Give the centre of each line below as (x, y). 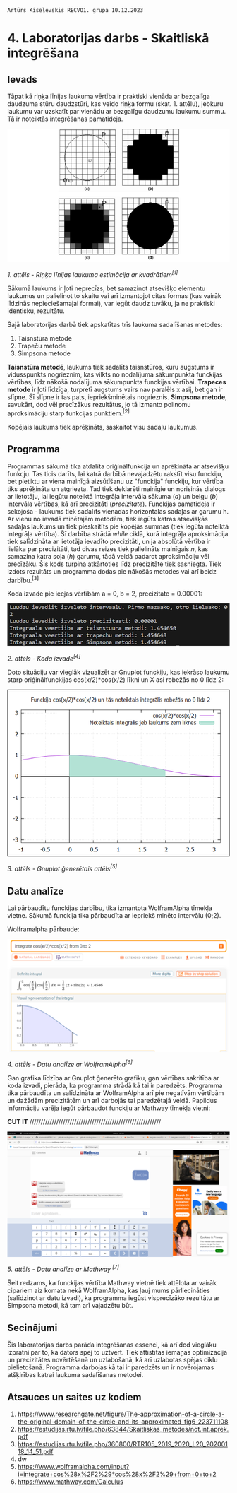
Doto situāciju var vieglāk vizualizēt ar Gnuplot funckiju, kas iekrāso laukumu (119, 672)
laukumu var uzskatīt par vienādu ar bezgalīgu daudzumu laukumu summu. (117, 111)
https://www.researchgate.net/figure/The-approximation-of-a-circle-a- (121, 1414)
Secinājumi (32, 1328)
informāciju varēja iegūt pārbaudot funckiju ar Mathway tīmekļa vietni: (109, 1108)
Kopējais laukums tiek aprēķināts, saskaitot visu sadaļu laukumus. (103, 427)
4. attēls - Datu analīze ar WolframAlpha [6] (70, 1064)
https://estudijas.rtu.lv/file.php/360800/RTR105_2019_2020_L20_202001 (122, 1444)
